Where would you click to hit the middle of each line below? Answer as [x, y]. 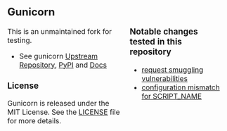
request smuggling [173, 70]
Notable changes [164, 32]
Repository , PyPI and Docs [63, 65]
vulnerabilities [165, 79]
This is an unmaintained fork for [60, 31]
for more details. [34, 121]
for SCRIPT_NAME [172, 96]
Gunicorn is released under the [58, 104]
